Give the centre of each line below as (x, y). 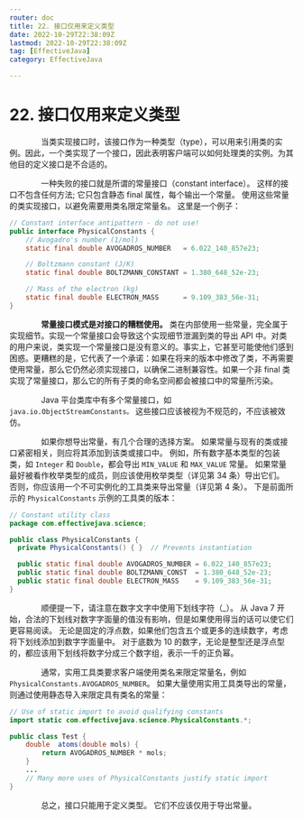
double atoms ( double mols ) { (83, 745)
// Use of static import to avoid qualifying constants (116, 712)
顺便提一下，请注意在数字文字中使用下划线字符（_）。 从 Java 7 (157, 607)
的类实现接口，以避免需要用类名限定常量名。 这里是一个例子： (125, 206)
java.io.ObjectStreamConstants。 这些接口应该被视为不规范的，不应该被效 (147, 410)
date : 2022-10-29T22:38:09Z (62, 34)
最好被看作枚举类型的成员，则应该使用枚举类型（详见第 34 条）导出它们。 (147, 475)
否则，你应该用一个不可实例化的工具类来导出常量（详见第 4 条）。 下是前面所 (151, 486)
